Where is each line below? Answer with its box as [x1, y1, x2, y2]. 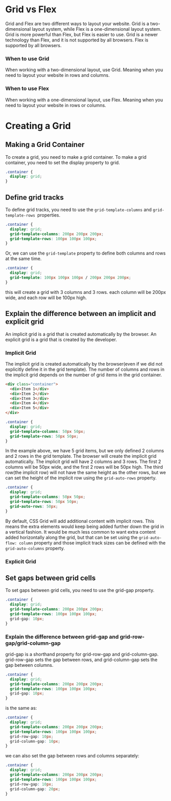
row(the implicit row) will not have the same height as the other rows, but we [5, 470, 166, 476]
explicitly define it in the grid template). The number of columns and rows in [5, 366, 165, 372]
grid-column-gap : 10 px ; [10, 739, 60, 744]
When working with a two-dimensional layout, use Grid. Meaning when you [5, 67, 163, 73]
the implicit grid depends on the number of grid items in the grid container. [5, 371, 162, 377]
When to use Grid [5, 55, 50, 62]
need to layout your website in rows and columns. [5, 72, 110, 78]
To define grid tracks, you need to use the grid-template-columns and [5, 206, 152, 213]
